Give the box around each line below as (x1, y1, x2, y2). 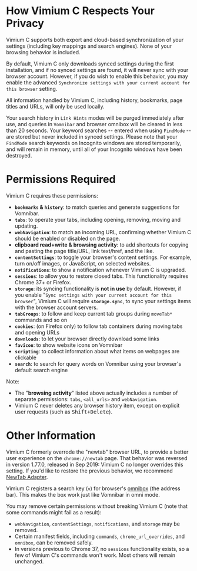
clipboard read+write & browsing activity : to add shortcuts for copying (14, 241, 189, 248)
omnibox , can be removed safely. (14, 539, 93, 546)
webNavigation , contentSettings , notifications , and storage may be (14, 520, 181, 527)
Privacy (6, 17, 44, 30)
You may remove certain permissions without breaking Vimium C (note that (6, 503, 188, 510)
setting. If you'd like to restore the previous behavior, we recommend (6, 467, 173, 474)
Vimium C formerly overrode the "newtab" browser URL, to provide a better (6, 448, 189, 455)
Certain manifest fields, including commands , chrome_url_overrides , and (14, 533, 185, 540)
